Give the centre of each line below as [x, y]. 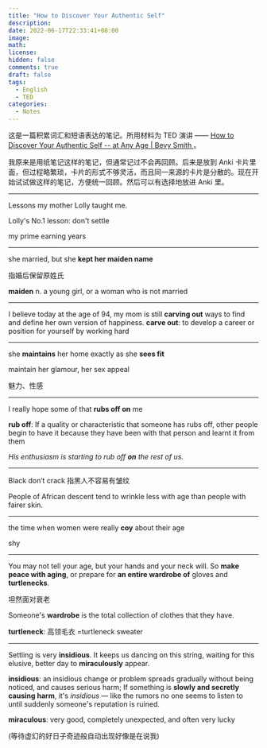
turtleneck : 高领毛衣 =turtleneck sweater [75, 632]
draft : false [30, 75]
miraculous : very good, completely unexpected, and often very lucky [122, 719]
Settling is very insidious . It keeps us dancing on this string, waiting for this [132, 655]
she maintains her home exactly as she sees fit [86, 354]
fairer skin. [26, 505]
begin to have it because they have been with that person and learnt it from [132, 433]
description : [30, 23]
